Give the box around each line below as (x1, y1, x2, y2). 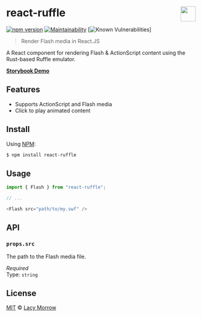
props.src (6, 241, 35, 247)
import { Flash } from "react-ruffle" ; (6, 184, 106, 190)
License (6, 288, 37, 298)
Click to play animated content (14, 107, 91, 114)
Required (6, 264, 29, 271)
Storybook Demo (6, 67, 50, 74)
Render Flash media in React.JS (20, 37, 100, 44)
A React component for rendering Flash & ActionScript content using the (6, 49, 186, 56)
